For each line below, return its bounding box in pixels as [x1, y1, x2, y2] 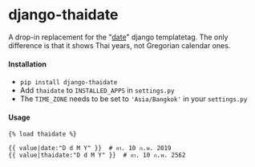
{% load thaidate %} [8, 130, 78, 138]
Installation [8, 59, 47, 69]
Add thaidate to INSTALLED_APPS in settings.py [19, 86, 175, 96]
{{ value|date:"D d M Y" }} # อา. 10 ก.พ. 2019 [8, 145, 172, 153]
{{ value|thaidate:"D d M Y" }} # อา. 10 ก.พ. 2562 [8, 151, 186, 160]
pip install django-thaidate [19, 79, 118, 87]
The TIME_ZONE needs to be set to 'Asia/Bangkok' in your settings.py [19, 94, 248, 104]
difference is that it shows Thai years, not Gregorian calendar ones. [8, 40, 231, 50]
